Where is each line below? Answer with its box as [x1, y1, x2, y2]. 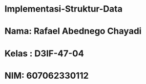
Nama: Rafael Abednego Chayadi [4, 26, 142, 37]
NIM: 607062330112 [4, 70, 89, 81]
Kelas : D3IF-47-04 [4, 48, 84, 59]
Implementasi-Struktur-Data [4, 3, 123, 15]
